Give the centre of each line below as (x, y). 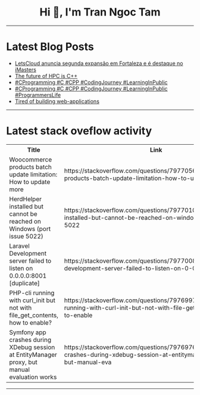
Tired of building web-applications (57, 101)
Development (28, 253)
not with (21, 307)
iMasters (26, 69)
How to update (30, 182)
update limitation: (33, 174)
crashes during (30, 340)
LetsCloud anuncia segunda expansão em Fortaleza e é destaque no (99, 63)
